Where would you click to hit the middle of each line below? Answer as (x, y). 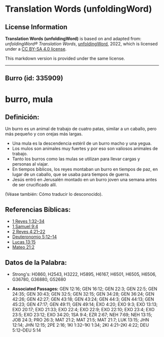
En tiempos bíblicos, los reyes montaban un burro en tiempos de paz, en (85, 169)
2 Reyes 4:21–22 (29, 232)
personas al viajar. (31, 164)
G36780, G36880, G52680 (39, 280)
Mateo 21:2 (23, 247)
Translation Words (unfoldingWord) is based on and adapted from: (73, 38)
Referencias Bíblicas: (38, 210)
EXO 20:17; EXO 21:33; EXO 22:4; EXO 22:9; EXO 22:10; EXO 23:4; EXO (83, 310)
